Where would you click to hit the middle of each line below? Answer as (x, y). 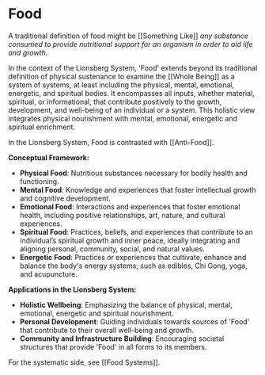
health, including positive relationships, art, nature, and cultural (122, 215)
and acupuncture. (48, 274)
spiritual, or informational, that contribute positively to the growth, (115, 101)
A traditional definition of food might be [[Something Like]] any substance (129, 36)
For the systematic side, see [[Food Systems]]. (84, 362)
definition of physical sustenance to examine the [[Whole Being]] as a (121, 76)
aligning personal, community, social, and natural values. (112, 249)
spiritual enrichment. (42, 127)
